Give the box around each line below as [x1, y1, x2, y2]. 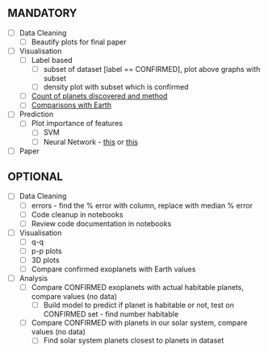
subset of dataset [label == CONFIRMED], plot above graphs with [43, 65, 261, 74]
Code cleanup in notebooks [31, 209, 124, 219]
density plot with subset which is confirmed [43, 82, 189, 92]
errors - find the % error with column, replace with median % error [31, 200, 253, 210]
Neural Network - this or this [43, 137, 139, 146]
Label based [31, 56, 73, 65]
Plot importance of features [31, 119, 123, 128]
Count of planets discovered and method [31, 91, 168, 101]
